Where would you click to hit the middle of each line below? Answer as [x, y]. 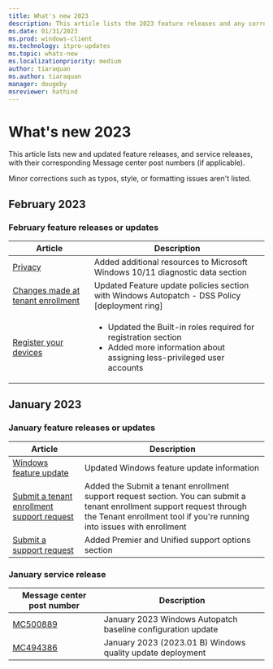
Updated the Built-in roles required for [181, 327]
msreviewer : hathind [43, 91]
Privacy [27, 267]
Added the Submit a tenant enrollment [157, 486]
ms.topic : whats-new [43, 54]
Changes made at [46, 291]
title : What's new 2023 [49, 16]
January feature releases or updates [82, 428]
